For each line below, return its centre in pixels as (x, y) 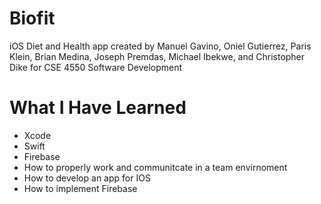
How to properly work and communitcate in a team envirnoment (155, 167)
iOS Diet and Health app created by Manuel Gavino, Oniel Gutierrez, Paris (160, 46)
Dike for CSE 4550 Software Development (96, 67)
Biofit (32, 18)
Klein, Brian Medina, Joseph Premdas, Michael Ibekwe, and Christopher (157, 56)
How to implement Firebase (80, 188)
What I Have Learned (98, 108)
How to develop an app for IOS (87, 178)
